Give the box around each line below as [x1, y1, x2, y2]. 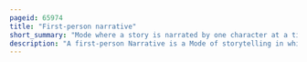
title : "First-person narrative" [9, 22, 137, 31]
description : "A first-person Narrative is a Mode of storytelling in [9, 38, 284, 48]
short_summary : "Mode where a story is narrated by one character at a [9, 30, 288, 39]
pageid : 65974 [9, 13, 64, 23]
